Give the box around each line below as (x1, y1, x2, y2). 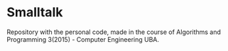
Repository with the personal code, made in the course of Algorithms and (6, 28, 222, 36)
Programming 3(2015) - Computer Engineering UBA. (6, 35, 160, 43)
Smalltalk (6, 4, 63, 21)
